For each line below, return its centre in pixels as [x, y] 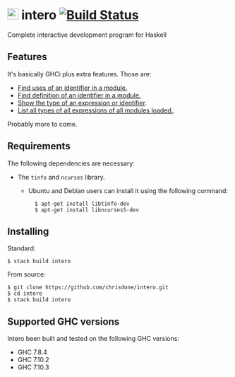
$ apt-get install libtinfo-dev [82, 204]
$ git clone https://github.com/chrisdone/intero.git [88, 288]
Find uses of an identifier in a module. [72, 88]
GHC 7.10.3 [33, 367]
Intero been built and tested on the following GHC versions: [94, 339]
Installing [28, 231]
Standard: [22, 248]
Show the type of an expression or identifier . [82, 103]
